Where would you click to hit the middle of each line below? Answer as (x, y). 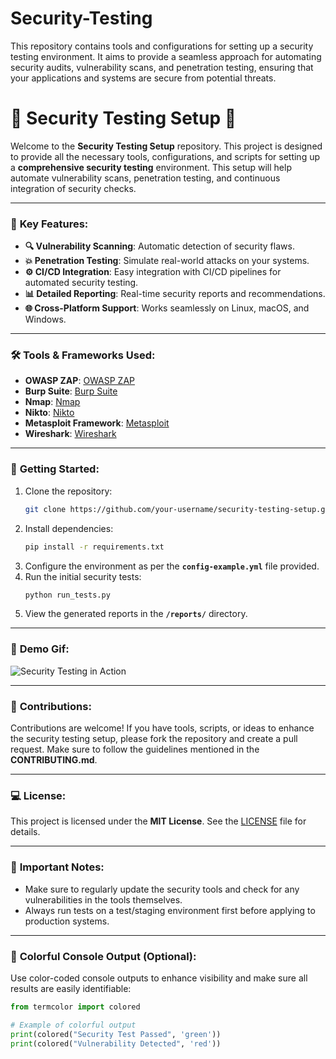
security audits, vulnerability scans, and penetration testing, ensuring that (162, 67)
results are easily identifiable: (71, 988)
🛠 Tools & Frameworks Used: (83, 355)
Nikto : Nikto (49, 413)
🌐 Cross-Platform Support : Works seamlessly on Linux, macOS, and (167, 308)
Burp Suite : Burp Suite (71, 391)
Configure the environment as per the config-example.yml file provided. (172, 566)
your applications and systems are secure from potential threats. (143, 78)
